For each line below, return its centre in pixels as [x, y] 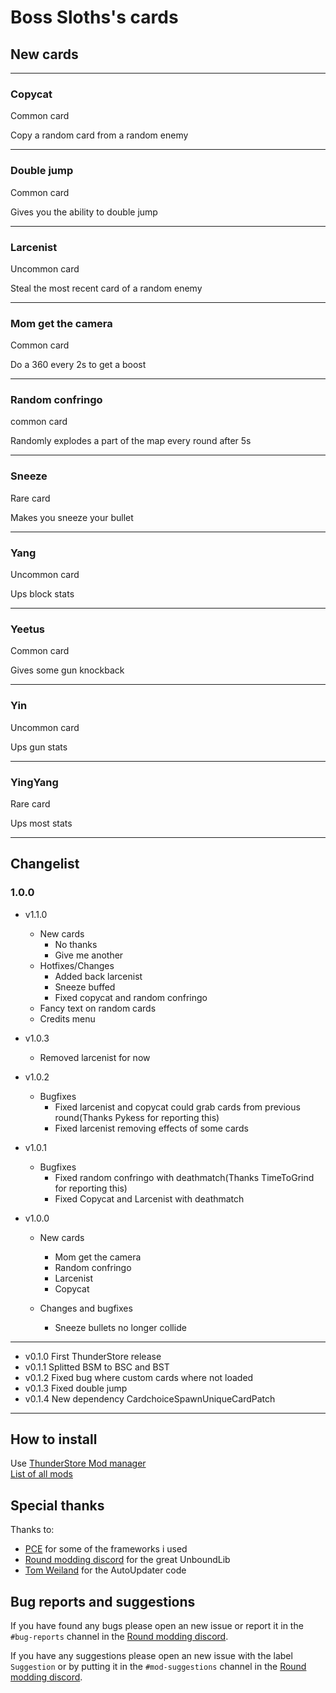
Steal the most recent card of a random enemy [106, 288]
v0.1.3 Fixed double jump [76, 1388]
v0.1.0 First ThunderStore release [93, 1356]
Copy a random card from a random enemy [99, 135]
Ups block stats [42, 594]
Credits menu [67, 1018]
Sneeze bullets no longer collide [120, 1327]
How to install [54, 1439]
